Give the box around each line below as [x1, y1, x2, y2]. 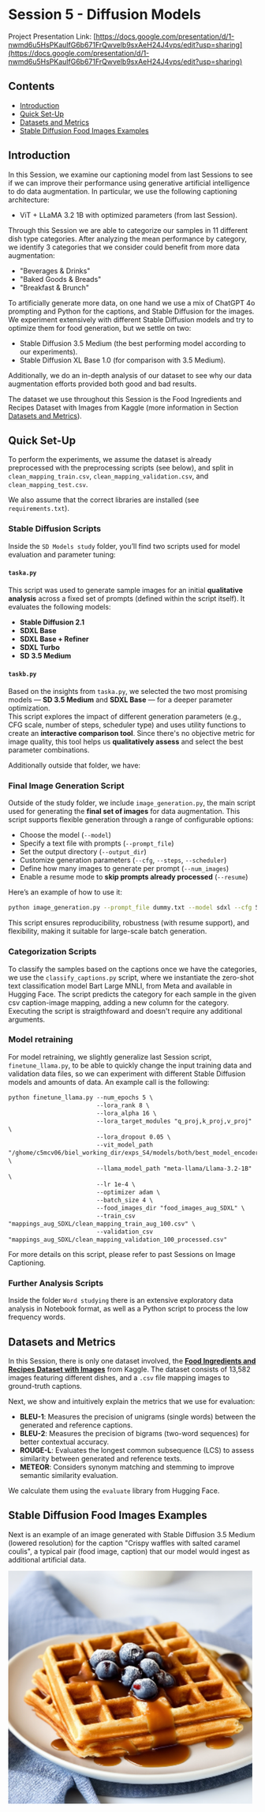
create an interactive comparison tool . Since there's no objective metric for [8, 729, 256, 738]
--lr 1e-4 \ [95, 1180, 136, 1188]
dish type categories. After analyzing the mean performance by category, [8, 234, 247, 243]
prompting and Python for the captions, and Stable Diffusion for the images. [8, 306, 255, 316]
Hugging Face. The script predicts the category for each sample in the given [8, 989, 256, 999]
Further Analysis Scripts [8, 1277, 104, 1289]
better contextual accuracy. [19, 1437, 110, 1446]
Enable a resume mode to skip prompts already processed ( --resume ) [19, 872, 248, 882]
